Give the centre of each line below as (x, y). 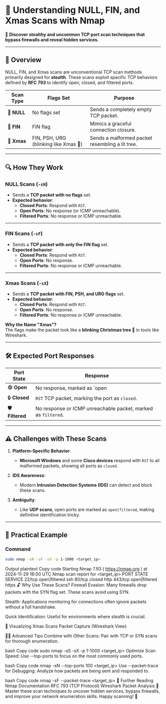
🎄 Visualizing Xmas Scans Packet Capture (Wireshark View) (66, 626)
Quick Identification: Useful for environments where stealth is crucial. (76, 617)
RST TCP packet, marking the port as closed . (86, 398)
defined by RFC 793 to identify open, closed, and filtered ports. (70, 82)
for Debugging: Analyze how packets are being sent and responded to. (77, 671)
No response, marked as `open (71, 388)
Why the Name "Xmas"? (31, 325)
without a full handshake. (31, 607)
